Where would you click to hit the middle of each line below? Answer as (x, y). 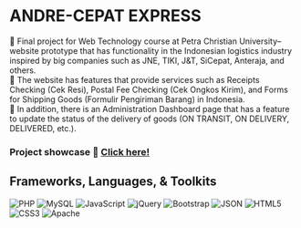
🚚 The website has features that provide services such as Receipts (135, 79)
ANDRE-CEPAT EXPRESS (106, 16)
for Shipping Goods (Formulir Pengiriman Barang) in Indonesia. (127, 99)
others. (23, 70)
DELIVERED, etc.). (43, 128)
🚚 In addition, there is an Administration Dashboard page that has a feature (150, 109)
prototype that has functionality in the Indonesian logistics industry (166, 50)
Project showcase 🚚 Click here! (80, 151)
